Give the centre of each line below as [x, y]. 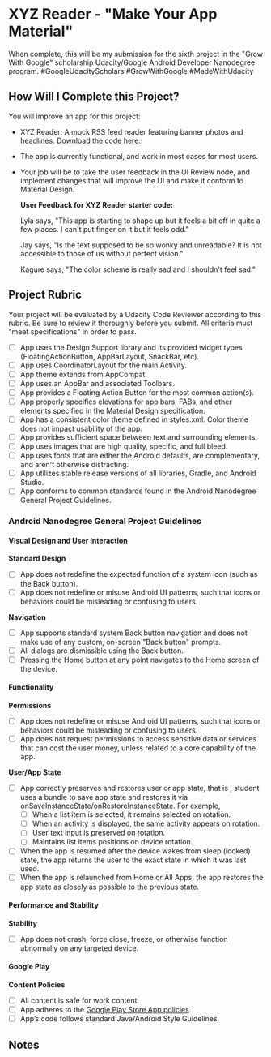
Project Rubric [45, 295]
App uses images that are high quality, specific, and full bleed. [124, 446]
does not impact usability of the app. [81, 428]
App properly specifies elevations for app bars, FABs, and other [126, 402]
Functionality [31, 687]
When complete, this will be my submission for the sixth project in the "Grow [136, 54]
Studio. [32, 483]
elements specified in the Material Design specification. [112, 410]
